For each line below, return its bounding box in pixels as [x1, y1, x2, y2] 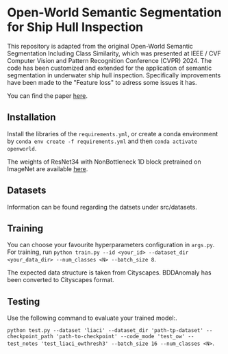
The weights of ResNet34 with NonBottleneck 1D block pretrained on [7, 157, 201, 166]
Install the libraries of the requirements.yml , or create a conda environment [7, 129, 218, 138]
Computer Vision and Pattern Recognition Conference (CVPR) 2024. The [7, 56, 212, 64]
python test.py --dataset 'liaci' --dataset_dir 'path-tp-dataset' [7, 327, 204, 334]
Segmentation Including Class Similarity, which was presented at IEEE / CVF [7, 49, 221, 58]
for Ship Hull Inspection [7, 19, 144, 35]
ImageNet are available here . [7, 164, 88, 173]
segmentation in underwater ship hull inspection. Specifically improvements [7, 71, 221, 79]
